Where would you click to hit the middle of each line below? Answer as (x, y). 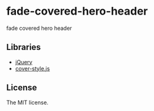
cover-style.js (32, 68)
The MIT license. (28, 102)
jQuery (24, 62)
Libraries (24, 47)
